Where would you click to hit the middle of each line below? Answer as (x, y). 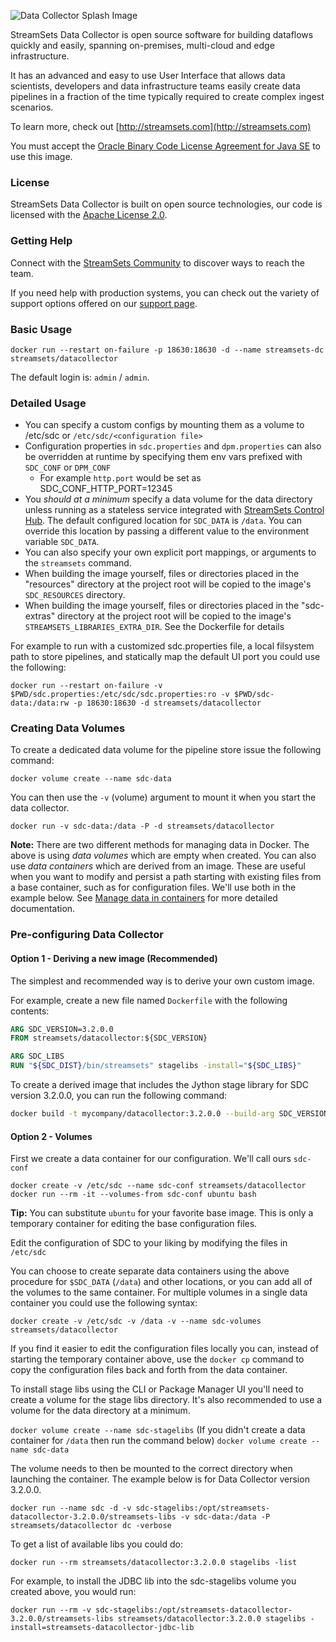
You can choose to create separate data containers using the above (150, 1271)
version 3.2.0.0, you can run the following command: (119, 1096)
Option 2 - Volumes (51, 1136)
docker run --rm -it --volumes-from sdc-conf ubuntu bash (133, 1195)
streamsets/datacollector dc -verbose (91, 1526)
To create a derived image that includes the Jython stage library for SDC (159, 1085)
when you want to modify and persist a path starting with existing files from (166, 877)
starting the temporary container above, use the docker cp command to (157, 1359)
